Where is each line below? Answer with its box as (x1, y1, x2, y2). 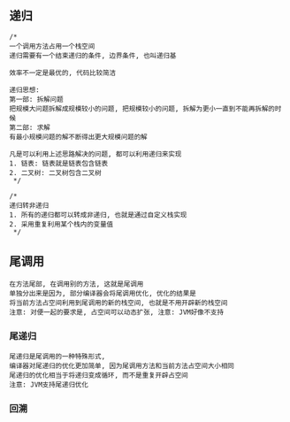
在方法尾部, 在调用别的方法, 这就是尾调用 (9, 280, 144, 288)
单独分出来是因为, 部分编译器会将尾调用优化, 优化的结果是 (9, 288, 196, 298)
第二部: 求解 (9, 123, 50, 132)
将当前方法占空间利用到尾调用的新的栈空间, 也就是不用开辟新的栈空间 (9, 298, 228, 307)
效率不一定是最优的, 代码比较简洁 (9, 68, 117, 77)
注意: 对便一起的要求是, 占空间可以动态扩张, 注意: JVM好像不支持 (9, 308, 224, 317)
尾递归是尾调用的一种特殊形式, (9, 352, 106, 361)
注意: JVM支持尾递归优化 (9, 380, 88, 389)
